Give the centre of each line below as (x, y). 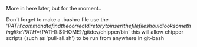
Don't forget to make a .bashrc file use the (58, 19)
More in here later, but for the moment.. (54, 8)
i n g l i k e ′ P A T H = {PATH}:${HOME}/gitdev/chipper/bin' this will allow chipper (95, 32)
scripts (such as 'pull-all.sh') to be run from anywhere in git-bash (85, 38)
